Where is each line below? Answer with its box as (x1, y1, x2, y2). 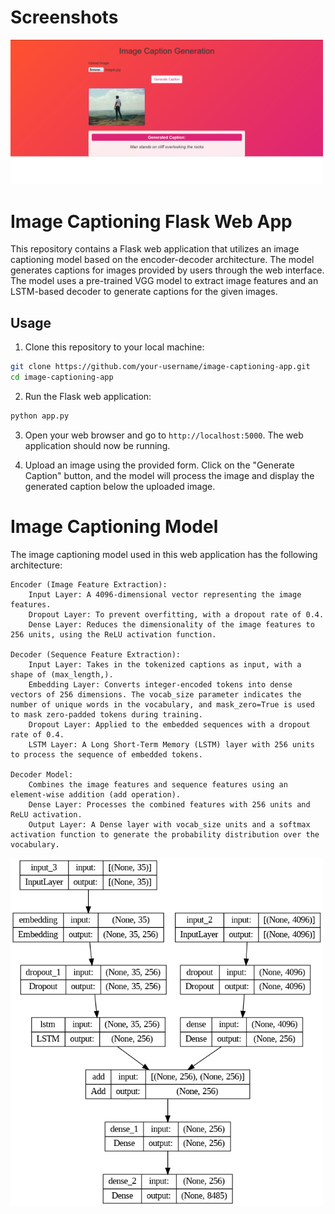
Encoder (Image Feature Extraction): (10, 579, 168, 590)
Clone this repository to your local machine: (24, 341, 205, 353)
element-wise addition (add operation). (10, 789, 182, 800)
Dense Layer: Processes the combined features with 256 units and (28, 799, 311, 810)
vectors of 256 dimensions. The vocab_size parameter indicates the (10, 689, 302, 700)
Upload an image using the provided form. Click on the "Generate (24, 459, 295, 471)
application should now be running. (24, 439, 171, 451)
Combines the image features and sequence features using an (28, 779, 288, 790)
